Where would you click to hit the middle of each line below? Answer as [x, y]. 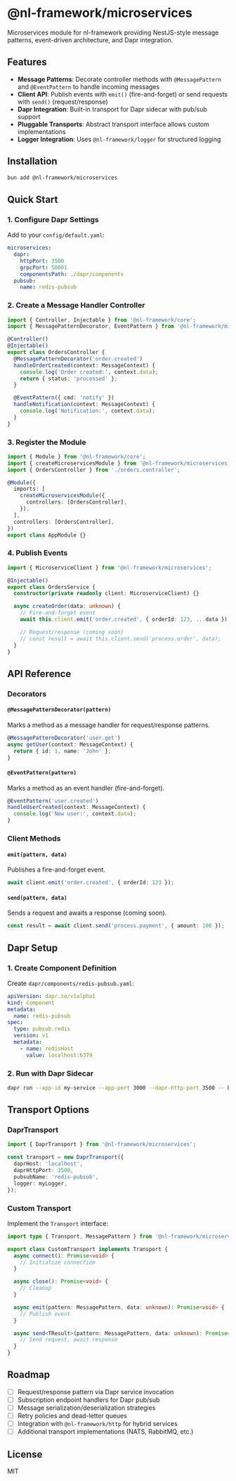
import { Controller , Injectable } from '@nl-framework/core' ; [102, 320]
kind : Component [31, 1003]
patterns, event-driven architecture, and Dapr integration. [90, 39]
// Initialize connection [58, 1262]
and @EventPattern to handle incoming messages [88, 87]
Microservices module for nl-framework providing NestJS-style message [113, 32]
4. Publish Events [38, 553]
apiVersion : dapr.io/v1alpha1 [52, 996]
